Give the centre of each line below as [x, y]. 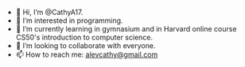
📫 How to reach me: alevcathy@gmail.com [87, 54]
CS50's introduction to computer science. [84, 37]
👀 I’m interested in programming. [69, 20]
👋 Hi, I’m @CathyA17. [49, 12]
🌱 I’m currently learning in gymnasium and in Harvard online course [126, 29]
